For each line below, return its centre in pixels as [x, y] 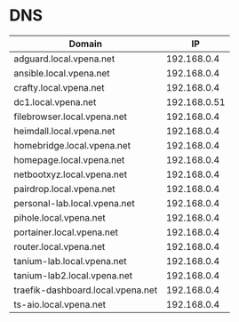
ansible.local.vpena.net [62, 73]
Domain [85, 44]
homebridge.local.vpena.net [72, 145]
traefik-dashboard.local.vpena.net [86, 290]
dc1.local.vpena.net [55, 101]
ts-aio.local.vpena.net [60, 304]
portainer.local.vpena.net [66, 232]
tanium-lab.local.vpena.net [70, 261]
